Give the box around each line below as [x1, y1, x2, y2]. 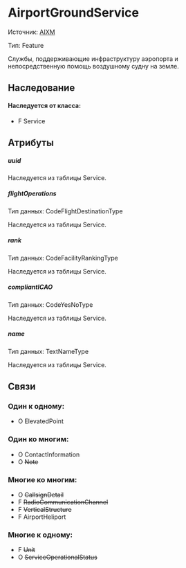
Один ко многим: [8, 434, 69, 444]
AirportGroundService [8, 5, 139, 21]
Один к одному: [8, 402, 65, 411]
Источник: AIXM [8, 28, 55, 36]
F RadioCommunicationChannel [17, 498, 109, 506]
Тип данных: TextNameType [8, 347, 89, 355]
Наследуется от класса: [8, 101, 82, 109]
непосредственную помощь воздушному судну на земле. [8, 62, 179, 70]
